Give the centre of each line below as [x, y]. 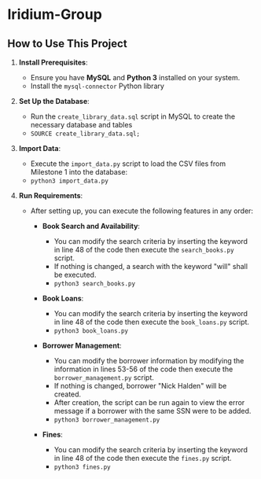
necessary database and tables [81, 125]
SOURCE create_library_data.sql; [85, 134]
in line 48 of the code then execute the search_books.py [144, 250]
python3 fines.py [82, 467]
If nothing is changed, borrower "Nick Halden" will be [140, 386]
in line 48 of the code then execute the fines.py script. [143, 458]
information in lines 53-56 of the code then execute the [143, 369]
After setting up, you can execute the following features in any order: [142, 211]
